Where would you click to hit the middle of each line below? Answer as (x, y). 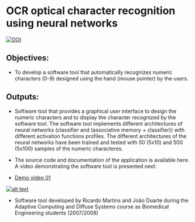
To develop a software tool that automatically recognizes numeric (93, 72)
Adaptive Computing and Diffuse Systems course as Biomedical (92, 206)
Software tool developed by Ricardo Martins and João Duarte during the (102, 200)
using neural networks (62, 23)
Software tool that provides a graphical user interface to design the (95, 111)
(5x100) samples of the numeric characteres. (69, 149)
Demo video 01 (32, 177)
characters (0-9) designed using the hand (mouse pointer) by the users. (101, 78)
